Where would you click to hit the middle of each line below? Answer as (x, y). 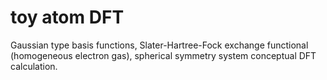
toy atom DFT (67, 17)
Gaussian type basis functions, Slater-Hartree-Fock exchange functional (159, 45)
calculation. (34, 66)
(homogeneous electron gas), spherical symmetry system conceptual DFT (163, 55)
